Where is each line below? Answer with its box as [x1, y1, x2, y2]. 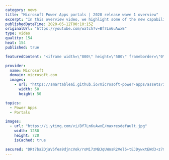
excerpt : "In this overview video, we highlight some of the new [5, 17, 145, 22]
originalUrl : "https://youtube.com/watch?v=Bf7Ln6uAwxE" [5, 26, 127, 31]
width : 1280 [14, 128, 39, 134]
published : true [5, 45, 39, 50]
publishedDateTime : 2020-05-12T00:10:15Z [5, 21, 94, 27]
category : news [5, 7, 37, 13]
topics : [5, 100, 22, 105]
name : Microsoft [10, 68, 44, 73]
